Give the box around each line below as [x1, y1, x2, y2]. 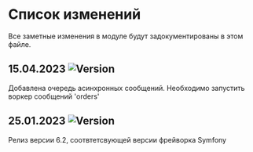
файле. [8, 39, 31, 49]
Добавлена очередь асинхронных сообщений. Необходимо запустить [8, 83, 245, 92]
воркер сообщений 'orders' [8, 92, 100, 101]
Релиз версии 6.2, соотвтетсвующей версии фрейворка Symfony [8, 135, 226, 144]
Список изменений [8, 5, 141, 24]
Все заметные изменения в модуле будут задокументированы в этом [8, 31, 244, 41]
